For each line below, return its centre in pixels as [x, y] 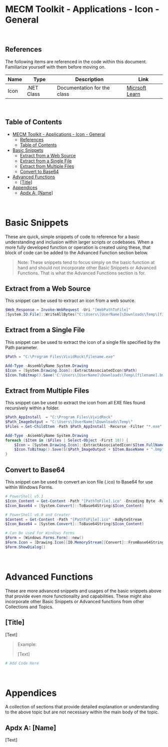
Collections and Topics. [29, 607]
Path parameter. [22, 347]
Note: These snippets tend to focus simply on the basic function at [86, 262]
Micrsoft [136, 88]
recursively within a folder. [32, 408]
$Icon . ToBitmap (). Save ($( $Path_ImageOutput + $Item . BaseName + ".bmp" [89, 449]
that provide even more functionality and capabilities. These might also [78, 596]
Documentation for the [83, 88]
